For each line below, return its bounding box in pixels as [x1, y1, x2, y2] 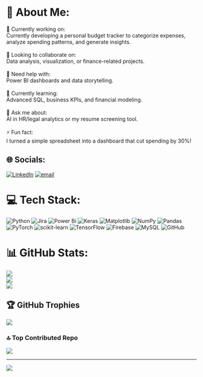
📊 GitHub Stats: [6, 246, 89, 259]
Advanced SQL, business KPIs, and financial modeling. [6, 96, 143, 103]
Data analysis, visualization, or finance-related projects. [6, 57, 145, 65]
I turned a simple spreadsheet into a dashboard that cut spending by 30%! [6, 137, 192, 144]
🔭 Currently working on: [6, 25, 66, 33]
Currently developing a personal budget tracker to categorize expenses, [6, 31, 186, 39]
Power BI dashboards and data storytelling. [6, 77, 114, 84]
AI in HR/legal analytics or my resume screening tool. [6, 115, 138, 123]
